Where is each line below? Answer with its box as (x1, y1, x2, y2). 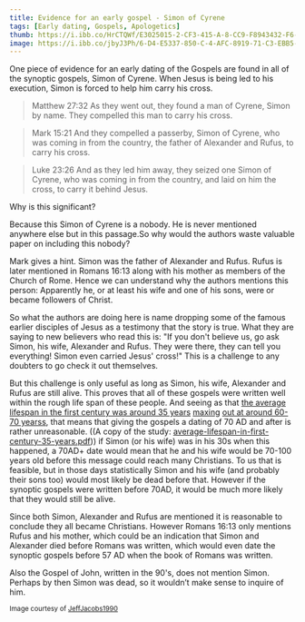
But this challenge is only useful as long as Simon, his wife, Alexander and (9, 378, 287, 389)
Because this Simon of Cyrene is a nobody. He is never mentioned (9, 219, 257, 230)
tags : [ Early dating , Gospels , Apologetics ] (9, 22, 181, 31)
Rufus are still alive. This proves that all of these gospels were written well (9, 388, 286, 399)
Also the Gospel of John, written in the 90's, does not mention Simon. (9, 568, 270, 578)
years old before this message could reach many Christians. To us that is (9, 455, 282, 466)
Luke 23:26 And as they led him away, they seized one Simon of (31, 164, 272, 175)
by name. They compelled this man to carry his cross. (31, 110, 233, 121)
